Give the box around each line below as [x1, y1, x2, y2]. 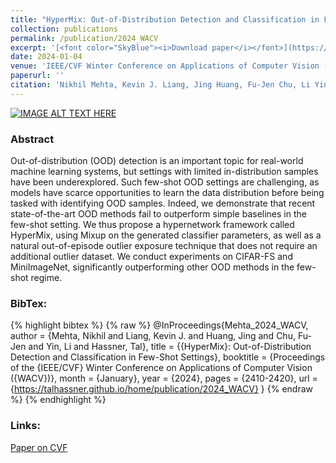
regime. [30, 272, 63, 284]
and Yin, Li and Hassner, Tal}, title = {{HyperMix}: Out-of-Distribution [28, 341, 312, 353]
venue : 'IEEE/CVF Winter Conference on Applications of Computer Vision [10, 61, 320, 71]
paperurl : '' [10, 71, 65, 81]
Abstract [10, 132, 55, 146]
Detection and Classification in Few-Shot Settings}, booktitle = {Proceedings [10, 351, 326, 363]
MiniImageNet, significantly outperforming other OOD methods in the [10, 261, 295, 273]
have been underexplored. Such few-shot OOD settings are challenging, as [10, 176, 320, 188]
